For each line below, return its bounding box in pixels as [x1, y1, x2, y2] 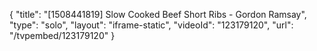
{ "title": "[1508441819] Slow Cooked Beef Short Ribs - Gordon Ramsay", [9, 9, 307, 20]
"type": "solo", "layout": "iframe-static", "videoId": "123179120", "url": [9, 19, 294, 31]
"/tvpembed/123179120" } [9, 30, 116, 41]
